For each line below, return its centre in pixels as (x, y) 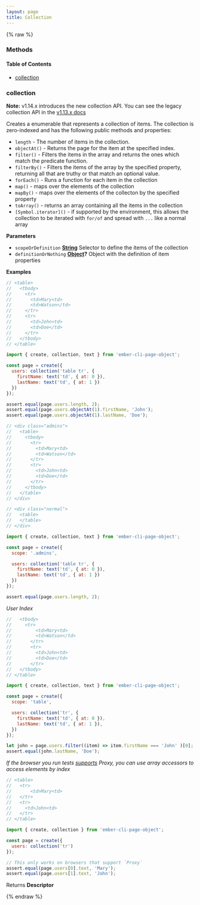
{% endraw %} (24, 897)
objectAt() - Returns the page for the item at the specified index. (95, 148)
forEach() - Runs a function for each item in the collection (86, 179)
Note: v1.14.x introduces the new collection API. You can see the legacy (94, 106)
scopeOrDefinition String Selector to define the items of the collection (101, 247)
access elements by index (38, 769)
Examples (19, 272)
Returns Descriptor (30, 885)
